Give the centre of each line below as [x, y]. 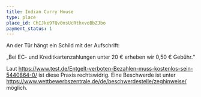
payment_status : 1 [29, 28]
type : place [21, 17]
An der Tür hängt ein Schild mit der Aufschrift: [63, 46]
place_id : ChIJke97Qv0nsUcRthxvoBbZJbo [56, 23]
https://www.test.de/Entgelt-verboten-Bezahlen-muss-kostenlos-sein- [106, 69]
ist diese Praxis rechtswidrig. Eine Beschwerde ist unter [107, 75]
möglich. [17, 88]
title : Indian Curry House [40, 12]
